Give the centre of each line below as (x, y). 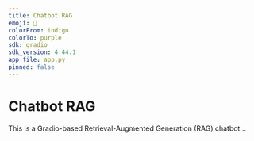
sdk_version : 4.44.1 (42, 52)
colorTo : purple (35, 38)
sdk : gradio (28, 45)
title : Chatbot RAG (40, 15)
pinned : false (32, 67)
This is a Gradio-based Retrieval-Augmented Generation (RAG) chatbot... (127, 128)
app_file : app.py (37, 60)
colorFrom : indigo (38, 30)
